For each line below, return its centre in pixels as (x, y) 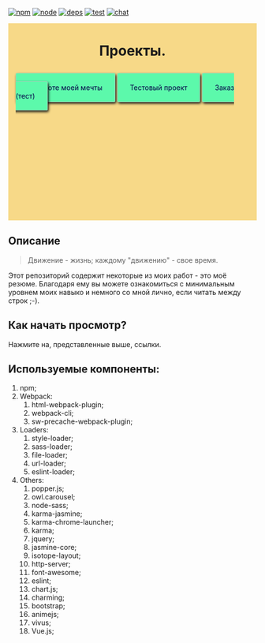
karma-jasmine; (57, 514)
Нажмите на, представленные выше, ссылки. (85, 344)
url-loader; (49, 464)
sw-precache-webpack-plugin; (82, 421)
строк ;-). (24, 301)
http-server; (51, 564)
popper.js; (48, 488)
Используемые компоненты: (84, 370)
